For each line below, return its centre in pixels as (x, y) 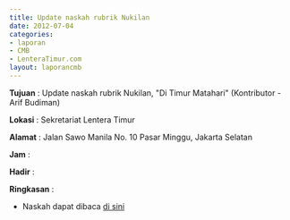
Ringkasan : (32, 189)
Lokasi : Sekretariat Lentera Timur (72, 119)
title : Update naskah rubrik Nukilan (80, 17)
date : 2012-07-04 (42, 26)
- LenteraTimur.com (46, 59)
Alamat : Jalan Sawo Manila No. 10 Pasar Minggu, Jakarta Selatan (131, 137)
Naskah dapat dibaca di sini (73, 206)
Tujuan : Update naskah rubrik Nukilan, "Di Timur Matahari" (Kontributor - (145, 93)
